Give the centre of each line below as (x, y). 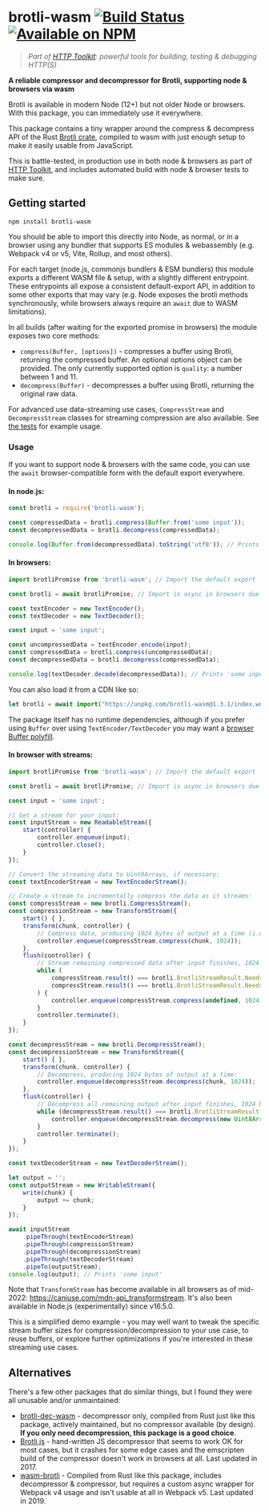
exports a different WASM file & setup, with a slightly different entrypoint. (129, 277)
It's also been (210, 1298)
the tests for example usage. (55, 426)
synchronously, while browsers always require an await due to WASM (123, 303)
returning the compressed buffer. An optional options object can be (131, 360)
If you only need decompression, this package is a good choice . (128, 1433)
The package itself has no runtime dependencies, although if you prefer (127, 719)
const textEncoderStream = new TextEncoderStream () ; (98, 882)
